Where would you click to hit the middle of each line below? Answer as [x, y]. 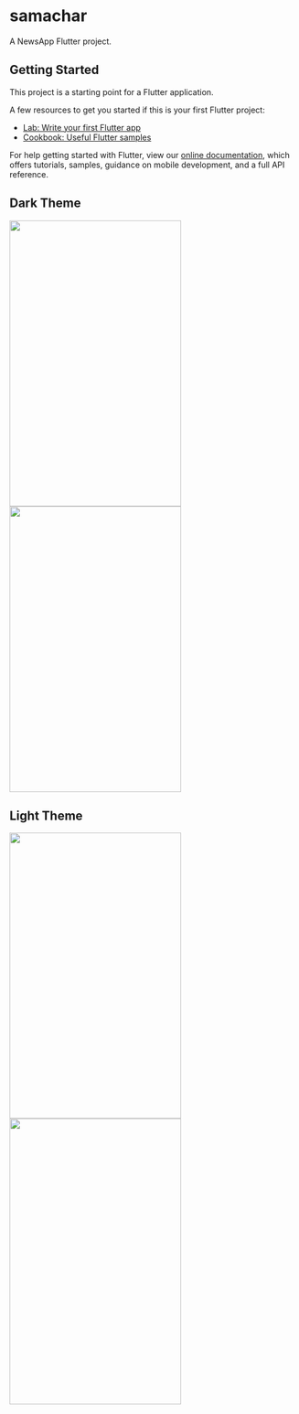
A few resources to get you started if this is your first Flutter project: [137, 110]
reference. [29, 174]
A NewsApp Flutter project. [61, 41]
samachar [48, 16]
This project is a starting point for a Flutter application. [112, 91]
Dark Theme [45, 204]
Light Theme [46, 815]
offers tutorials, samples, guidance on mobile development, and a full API [147, 165]
